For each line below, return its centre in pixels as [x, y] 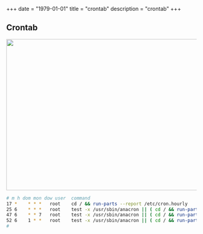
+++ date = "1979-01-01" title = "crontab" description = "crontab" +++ [94, 9]
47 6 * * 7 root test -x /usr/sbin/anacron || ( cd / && [90, 215]
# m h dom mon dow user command [48, 198]
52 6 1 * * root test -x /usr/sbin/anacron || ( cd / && [90, 221]
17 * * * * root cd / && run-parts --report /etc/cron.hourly [97, 204]
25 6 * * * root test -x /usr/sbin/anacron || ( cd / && [90, 209]
